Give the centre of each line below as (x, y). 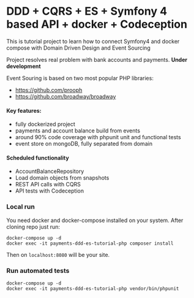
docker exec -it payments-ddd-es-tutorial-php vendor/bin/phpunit (93, 288)
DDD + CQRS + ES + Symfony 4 (87, 11)
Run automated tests (38, 270)
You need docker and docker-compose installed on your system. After (95, 220)
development (24, 66)
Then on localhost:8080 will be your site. (58, 254)
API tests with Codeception (50, 191)
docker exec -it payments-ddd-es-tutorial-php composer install (90, 243)
